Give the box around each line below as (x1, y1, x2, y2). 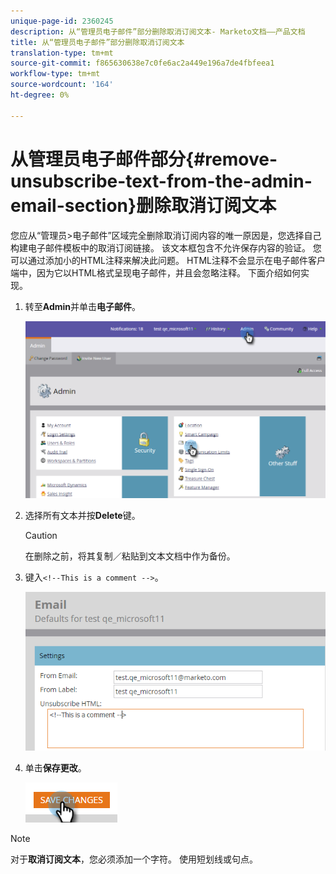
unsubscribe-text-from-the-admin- (10, 170, 313, 192)
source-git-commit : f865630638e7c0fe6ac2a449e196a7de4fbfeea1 (10, 58, 275, 69)
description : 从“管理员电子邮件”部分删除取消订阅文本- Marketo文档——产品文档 (10, 26, 306, 37)
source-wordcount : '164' (10, 80, 114, 90)
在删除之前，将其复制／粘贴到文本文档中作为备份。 (24, 550, 236, 562)
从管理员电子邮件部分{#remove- (10, 148, 278, 170)
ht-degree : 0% (10, 90, 70, 100)
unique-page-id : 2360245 (10, 16, 114, 26)
